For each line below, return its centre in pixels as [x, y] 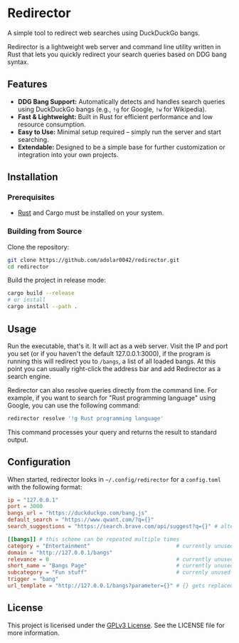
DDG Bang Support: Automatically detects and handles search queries [121, 101]
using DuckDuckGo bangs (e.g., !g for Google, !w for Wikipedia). [112, 109]
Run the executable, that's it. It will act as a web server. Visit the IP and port [118, 346]
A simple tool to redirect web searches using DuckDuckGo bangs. [104, 33]
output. [18, 440]
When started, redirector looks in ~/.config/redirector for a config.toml [115, 479]
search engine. [29, 376]
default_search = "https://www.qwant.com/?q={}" [81, 520]
